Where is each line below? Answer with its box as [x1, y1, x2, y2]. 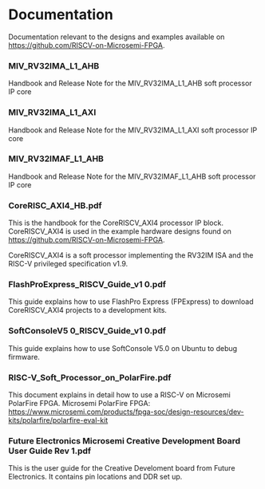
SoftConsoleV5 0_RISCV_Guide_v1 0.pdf [8, 325, 166, 337]
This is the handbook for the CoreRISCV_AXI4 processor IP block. [8, 218, 223, 228]
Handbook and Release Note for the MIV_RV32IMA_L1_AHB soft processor [8, 78, 253, 89]
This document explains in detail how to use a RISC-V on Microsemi [8, 390, 231, 400]
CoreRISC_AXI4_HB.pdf [8, 199, 102, 211]
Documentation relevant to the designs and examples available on [8, 32, 225, 41]
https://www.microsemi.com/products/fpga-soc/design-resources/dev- [8, 407, 245, 416]
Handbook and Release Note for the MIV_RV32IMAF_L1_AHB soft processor [8, 172, 256, 181]
